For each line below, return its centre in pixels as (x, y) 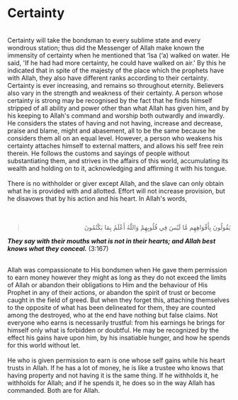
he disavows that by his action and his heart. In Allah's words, (97, 198)
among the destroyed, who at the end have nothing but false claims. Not (113, 315)
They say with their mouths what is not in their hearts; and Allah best (112, 241)
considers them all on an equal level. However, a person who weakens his (115, 138)
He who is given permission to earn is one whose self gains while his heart (116, 360)
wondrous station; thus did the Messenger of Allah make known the (106, 48)
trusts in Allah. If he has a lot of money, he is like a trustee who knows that (115, 367)
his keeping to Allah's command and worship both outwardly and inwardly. (116, 116)
